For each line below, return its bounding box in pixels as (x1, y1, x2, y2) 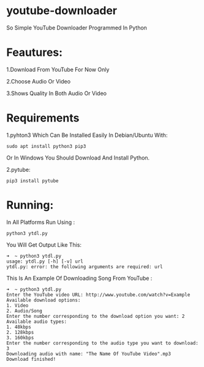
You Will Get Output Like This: (6, 241, 81, 249)
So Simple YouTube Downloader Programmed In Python (6, 24, 147, 31)
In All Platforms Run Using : (6, 218, 75, 226)
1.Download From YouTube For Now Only (6, 66, 110, 73)
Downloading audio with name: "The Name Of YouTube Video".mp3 (6, 350, 172, 357)
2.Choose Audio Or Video (6, 77, 71, 85)
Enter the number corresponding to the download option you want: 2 (6, 313, 185, 319)
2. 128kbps (6, 329, 34, 335)
